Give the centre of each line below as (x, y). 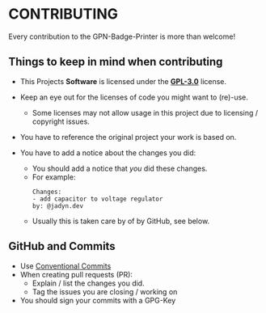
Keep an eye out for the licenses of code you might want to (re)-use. (134, 97)
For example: (54, 177)
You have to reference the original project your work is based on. (128, 137)
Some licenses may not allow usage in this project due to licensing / (145, 112)
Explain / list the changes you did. (88, 283)
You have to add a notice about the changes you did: (108, 152)
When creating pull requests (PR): (76, 274)
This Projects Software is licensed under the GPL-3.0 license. (123, 81)
